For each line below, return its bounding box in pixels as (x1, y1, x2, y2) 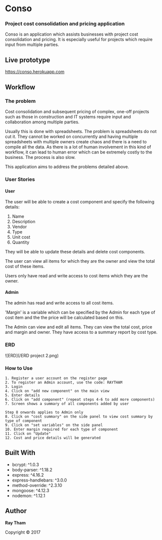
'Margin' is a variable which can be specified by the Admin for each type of (5, 309, 155, 315)
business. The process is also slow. (5, 154, 76, 160)
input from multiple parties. (5, 42, 59, 48)
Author (5, 507, 27, 515)
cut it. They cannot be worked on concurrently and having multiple (5, 134, 138, 139)
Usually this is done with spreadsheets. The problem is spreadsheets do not (5, 128, 157, 134)
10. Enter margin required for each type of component (5, 427, 118, 432)
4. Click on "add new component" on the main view (5, 388, 110, 393)
